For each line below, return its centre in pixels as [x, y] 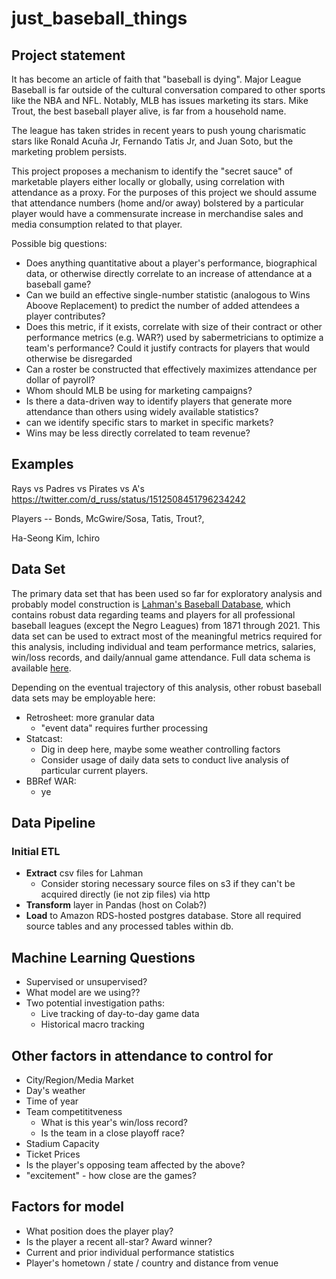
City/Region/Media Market [79, 1079]
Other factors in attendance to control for [142, 1055]
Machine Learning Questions [103, 957]
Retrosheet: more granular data [90, 717]
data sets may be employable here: [83, 698]
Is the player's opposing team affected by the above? [135, 1164]
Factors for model [67, 1207]
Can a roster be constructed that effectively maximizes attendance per [171, 369]
